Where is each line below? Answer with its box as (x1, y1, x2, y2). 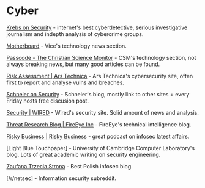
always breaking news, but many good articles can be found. (6, 60, 160, 68)
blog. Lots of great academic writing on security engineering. (6, 151, 161, 158)
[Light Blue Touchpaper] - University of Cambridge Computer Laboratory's (6, 144, 195, 151)
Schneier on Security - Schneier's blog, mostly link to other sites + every (6, 90, 190, 98)
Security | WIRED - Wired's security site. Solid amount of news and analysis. (6, 109, 199, 116)
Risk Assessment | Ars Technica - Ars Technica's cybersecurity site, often (6, 72, 193, 79)
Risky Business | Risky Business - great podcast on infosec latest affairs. (6, 132, 190, 140)
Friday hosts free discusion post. (6, 97, 89, 104)
